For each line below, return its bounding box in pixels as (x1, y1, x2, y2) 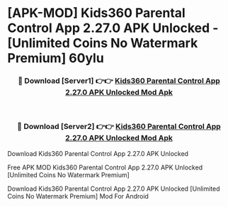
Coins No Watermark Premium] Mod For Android (7, 191, 149, 200)
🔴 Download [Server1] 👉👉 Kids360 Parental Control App (17, 76, 221, 86)
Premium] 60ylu (7, 50, 104, 67)
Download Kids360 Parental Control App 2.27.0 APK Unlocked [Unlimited (7, 184, 221, 193)
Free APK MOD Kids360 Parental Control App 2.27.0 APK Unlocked (7, 163, 203, 172)
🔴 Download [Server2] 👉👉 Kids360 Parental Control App (17, 122, 221, 132)
